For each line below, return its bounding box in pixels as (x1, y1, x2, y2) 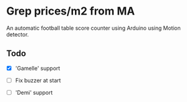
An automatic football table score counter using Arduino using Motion (6, 24, 181, 32)
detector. (6, 30, 29, 38)
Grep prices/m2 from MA (6, 4, 135, 18)
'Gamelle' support (15, 64, 60, 72)
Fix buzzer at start (15, 76, 61, 84)
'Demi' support (15, 89, 53, 96)
